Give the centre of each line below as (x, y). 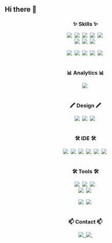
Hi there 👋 (21, 10)
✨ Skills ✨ (85, 24)
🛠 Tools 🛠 (85, 171)
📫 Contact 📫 (85, 221)
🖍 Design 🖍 (85, 105)
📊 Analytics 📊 (85, 72)
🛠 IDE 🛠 (85, 138)
